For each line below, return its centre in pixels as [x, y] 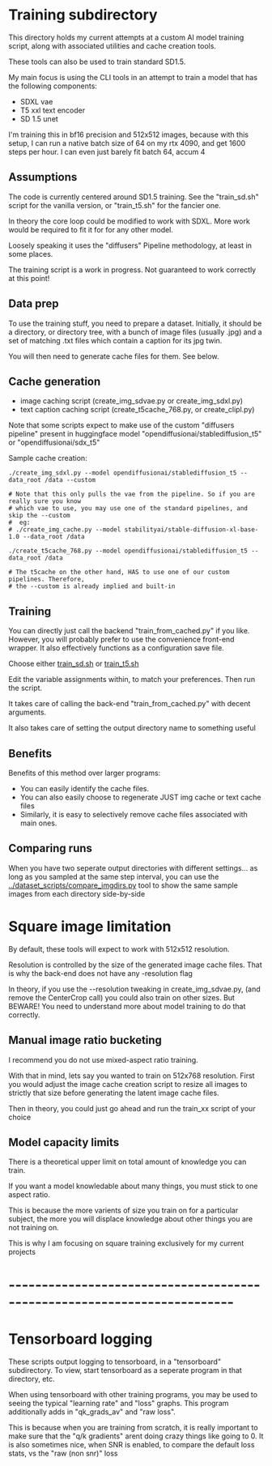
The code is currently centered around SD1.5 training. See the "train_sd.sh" [134, 197]
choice [20, 1117]
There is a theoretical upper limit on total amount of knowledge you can [127, 1162]
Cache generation [55, 381]
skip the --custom [39, 516]
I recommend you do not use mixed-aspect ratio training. [103, 1059]
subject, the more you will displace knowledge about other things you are [131, 1219]
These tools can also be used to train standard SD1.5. [97, 62]
